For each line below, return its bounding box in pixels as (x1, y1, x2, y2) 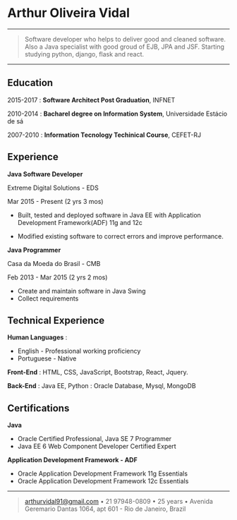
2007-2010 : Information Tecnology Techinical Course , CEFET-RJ (7, 131, 202, 139)
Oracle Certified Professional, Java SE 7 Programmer (17, 435, 172, 443)
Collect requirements (17, 294, 79, 303)
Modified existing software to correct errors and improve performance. (17, 231, 224, 241)
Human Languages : (7, 333, 68, 341)
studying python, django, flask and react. (24, 49, 145, 58)
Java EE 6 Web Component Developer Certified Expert (17, 442, 176, 451)
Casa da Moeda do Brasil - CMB (7, 259, 101, 267)
